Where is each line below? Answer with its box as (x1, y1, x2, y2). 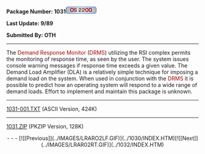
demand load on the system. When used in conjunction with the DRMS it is (6, 75, 194, 82)
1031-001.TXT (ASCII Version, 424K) (6, 105, 98, 113)
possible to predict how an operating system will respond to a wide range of (6, 82, 198, 88)
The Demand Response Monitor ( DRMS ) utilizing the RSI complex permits (6, 49, 191, 56)
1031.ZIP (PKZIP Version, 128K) (6, 123, 84, 130)
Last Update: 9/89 (6, 19, 54, 27)
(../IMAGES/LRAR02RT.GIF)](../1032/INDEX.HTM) (41, 141, 164, 148)
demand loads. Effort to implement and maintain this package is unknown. (6, 88, 193, 95)
